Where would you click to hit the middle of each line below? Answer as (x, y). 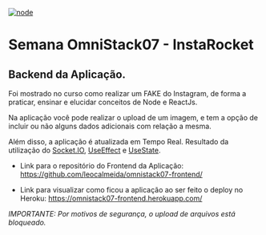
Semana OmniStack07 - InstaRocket (131, 45)
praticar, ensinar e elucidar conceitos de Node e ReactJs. (103, 102)
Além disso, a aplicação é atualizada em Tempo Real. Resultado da (119, 142)
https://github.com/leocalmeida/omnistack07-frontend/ (111, 174)
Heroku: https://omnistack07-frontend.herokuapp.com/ (111, 198)
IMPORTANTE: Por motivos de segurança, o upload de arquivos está (122, 214)
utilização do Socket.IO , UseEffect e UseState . (85, 150)
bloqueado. (27, 222)
